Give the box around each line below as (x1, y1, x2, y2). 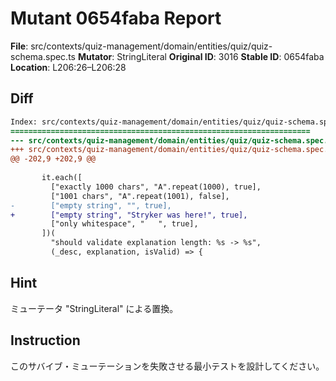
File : (10, 40, 29, 52)
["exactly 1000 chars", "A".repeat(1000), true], (50, 182, 262, 192)
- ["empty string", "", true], (10, 200, 172, 211)
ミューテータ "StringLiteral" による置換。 (10, 302, 179, 314)
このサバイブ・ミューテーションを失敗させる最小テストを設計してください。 (10, 360, 325, 372)
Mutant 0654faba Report (10, 7, 222, 30)
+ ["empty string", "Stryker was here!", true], (10, 210, 248, 220)
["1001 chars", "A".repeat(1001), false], (50, 191, 230, 201)
